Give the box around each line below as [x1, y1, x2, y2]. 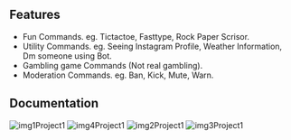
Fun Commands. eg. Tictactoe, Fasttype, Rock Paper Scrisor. [22, 31, 250, 42]
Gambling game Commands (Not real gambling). [22, 60, 203, 70]
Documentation [9, 96, 99, 111]
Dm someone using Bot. [22, 50, 113, 61]
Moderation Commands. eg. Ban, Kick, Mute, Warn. [22, 70, 214, 80]
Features [9, 7, 61, 23]
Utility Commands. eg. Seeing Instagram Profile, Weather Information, [22, 41, 283, 51]
